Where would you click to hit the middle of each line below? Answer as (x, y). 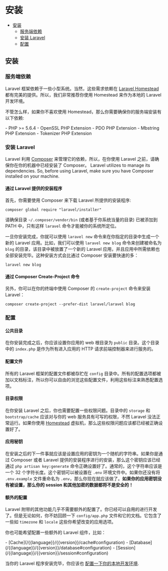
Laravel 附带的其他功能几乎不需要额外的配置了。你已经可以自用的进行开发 (81, 509)
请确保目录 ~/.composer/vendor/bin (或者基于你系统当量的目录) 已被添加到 (81, 220)
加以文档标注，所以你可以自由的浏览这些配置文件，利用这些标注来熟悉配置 (82, 380)
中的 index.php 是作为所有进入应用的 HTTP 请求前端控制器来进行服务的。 (80, 349)
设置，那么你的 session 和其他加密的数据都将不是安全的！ (73, 485)
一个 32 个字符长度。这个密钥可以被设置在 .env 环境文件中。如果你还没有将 (83, 472)
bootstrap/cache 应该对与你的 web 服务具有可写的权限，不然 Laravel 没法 (81, 416)
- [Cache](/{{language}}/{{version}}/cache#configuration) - (67, 542)
